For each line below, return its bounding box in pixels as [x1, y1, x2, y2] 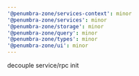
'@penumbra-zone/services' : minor [7, 17, 108, 23]
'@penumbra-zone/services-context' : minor [7, 10, 132, 17]
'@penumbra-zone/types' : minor [7, 36, 98, 43]
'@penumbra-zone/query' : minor [7, 29, 98, 37]
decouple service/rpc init [7, 61, 79, 69]
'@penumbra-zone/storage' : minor [7, 23, 104, 30]
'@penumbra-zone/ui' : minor [7, 42, 89, 49]
